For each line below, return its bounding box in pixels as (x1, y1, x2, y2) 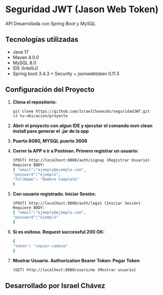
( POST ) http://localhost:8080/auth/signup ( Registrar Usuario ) (12, 158, 150, 163)
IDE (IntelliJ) (12, 65, 39, 71)
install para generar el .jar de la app (12, 128, 89, 134)
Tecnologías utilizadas (5, 35, 78, 44)
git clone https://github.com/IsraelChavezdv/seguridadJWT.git (12, 109, 150, 114)
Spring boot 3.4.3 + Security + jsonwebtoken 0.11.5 (12, 70, 120, 77)
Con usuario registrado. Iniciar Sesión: (12, 190, 96, 197)
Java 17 (12, 48, 29, 55)
